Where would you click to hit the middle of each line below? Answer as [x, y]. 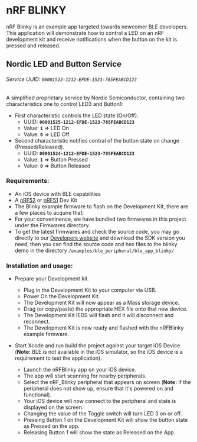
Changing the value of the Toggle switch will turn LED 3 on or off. [103, 414]
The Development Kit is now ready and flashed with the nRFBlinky [104, 328]
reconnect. [37, 322]
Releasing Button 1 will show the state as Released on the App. [99, 433]
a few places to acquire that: [49, 212]
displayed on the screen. [53, 407]
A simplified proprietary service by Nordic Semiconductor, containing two [95, 98]
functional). [37, 395]
